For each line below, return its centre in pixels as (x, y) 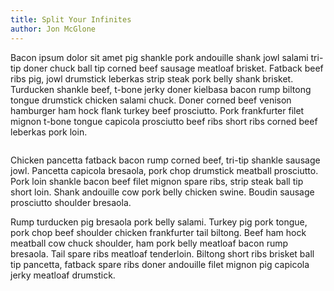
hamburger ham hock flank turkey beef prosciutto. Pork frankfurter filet (157, 110)
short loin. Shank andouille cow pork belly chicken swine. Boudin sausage (162, 192)
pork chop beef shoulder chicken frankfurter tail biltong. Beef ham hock (158, 232)
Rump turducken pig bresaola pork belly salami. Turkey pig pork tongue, (159, 222)
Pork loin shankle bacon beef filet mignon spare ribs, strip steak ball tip (157, 181)
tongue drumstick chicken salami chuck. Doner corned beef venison (151, 100)
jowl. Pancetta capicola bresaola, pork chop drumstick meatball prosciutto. (164, 170)
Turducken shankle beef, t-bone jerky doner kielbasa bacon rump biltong (161, 89)
